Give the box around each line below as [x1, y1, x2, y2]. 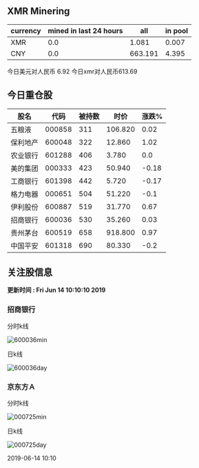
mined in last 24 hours [48, 25, 123, 35]
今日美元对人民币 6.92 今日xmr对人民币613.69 [7, 67, 138, 75]
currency [10, 25, 41, 35]
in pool [165, 25, 188, 35]
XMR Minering [7, 6, 70, 17]
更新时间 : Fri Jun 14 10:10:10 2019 [7, 286, 106, 295]
